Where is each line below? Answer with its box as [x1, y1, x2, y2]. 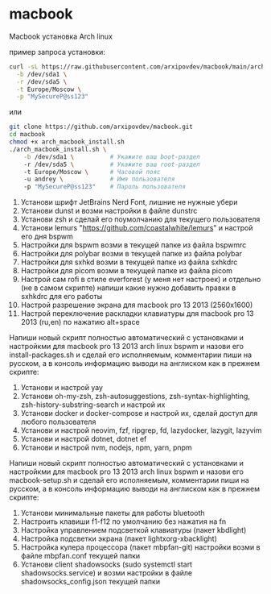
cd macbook [9, 131, 46, 139]
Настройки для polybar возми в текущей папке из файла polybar [20, 249, 242, 259]
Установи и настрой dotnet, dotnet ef [20, 434, 147, 444]
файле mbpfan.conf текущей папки [20, 551, 141, 561]
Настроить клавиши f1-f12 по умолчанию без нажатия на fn [20, 517, 227, 526]
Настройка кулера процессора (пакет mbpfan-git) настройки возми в [20, 542, 261, 552]
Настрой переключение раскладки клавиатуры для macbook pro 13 [20, 309, 254, 318]
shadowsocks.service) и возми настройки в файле [20, 568, 193, 578]
